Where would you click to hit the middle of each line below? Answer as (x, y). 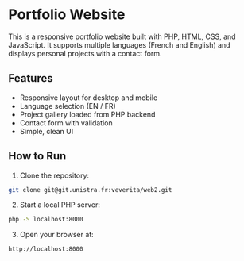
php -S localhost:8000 (46, 220)
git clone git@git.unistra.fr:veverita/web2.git (90, 190)
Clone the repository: (54, 175)
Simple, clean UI (46, 131)
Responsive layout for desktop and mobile (89, 98)
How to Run (37, 156)
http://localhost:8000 (46, 249)
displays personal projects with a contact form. (85, 53)
